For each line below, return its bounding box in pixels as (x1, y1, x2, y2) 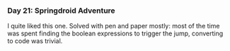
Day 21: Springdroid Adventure (7, 6, 115, 16)
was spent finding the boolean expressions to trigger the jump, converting (7, 29, 224, 38)
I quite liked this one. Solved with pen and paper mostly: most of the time (7, 22, 220, 30)
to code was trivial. (7, 37, 63, 45)
